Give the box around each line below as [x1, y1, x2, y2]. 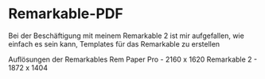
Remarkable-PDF [8, 5, 123, 23]
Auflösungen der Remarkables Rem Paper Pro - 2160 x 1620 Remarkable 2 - [8, 55, 257, 64]
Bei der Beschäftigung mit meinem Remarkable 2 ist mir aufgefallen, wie [8, 31, 244, 40]
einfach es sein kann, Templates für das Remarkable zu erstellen [8, 39, 220, 48]
